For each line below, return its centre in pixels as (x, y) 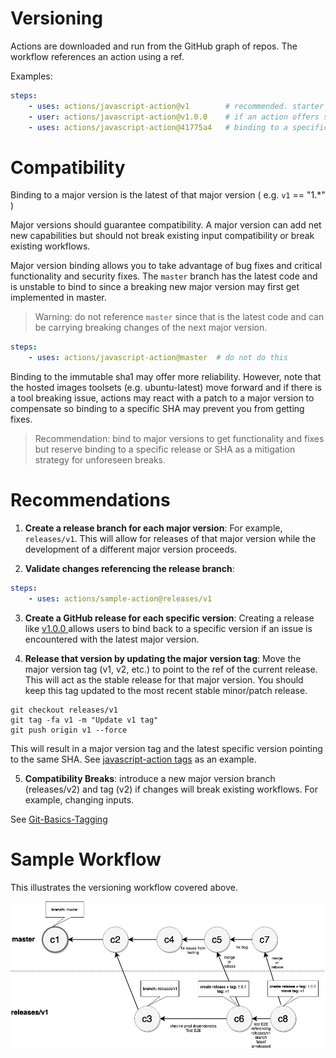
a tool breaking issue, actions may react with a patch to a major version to (162, 398)
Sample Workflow (86, 859)
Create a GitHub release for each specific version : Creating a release (169, 618)
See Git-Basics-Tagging (59, 819)
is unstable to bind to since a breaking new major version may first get (155, 287)
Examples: (31, 76)
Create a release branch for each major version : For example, (153, 528)
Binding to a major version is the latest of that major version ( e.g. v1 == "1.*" (168, 195)
